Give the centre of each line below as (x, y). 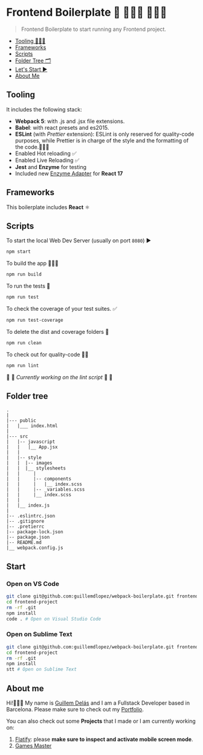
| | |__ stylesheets (36, 468)
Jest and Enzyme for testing (50, 167)
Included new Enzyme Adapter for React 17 (69, 173)
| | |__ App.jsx (32, 447)
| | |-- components (39, 479)
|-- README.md (24, 543)
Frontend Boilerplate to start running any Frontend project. (93, 29)
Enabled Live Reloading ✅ (47, 160)
